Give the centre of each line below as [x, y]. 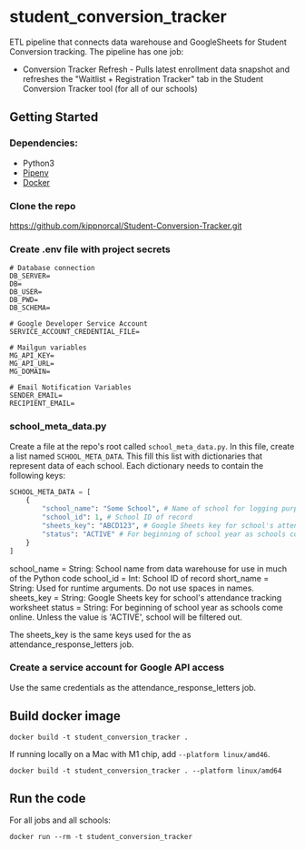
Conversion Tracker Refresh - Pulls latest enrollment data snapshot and [156, 69]
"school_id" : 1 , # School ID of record [118, 517]
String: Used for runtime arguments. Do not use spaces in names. [132, 588]
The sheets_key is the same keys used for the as [100, 634]
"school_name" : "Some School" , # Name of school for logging [160, 509]
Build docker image [65, 716]
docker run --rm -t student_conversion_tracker [101, 837]
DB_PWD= [24, 300]
